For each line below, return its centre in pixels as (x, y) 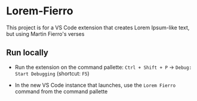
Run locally (27, 53)
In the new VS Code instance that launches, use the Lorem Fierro (95, 85)
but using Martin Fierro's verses (45, 33)
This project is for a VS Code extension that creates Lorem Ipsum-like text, (98, 27)
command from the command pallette (61, 91)
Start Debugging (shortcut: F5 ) (52, 74)
